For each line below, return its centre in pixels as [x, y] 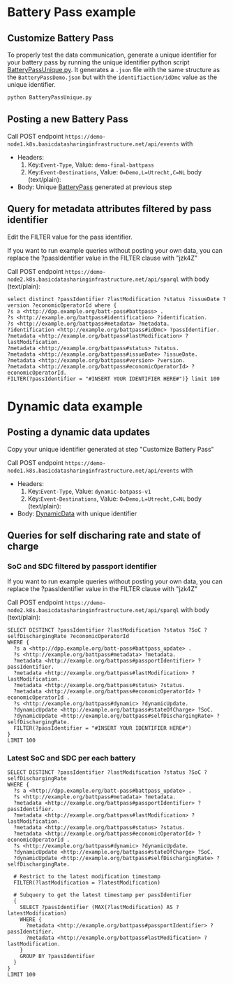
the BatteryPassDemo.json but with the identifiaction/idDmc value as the [112, 77]
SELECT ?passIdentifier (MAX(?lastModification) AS [96, 908]
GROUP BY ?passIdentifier [58, 957]
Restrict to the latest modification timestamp [90, 877]
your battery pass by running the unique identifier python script [98, 62]
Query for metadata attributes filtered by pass [110, 209]
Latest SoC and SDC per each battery [72, 758]
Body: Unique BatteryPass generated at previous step [95, 187]
